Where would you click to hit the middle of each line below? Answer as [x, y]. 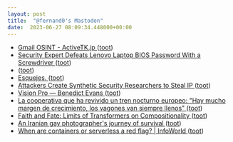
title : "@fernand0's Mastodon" [55, 21]
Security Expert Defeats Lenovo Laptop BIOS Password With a [109, 55]
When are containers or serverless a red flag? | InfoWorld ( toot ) [111, 131]
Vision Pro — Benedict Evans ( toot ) [69, 93]
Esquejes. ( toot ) [41, 78]
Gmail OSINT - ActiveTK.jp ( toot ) [66, 48]
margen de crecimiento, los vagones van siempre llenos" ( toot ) [110, 108]
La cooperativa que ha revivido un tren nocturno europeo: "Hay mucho [121, 101]
